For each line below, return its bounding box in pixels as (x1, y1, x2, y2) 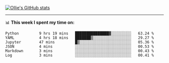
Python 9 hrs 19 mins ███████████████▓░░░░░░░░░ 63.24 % (5, 31, 154, 36)
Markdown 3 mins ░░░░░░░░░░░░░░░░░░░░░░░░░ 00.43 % (5, 48, 154, 53)
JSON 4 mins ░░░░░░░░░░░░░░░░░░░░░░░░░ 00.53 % (5, 44, 154, 49)
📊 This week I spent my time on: (5, 19, 74, 25)
